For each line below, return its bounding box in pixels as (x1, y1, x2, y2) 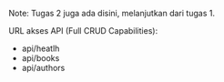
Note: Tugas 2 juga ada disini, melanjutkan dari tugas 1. (8, 8, 216, 18)
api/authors (21, 63, 66, 73)
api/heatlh (21, 43, 60, 54)
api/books (21, 53, 60, 63)
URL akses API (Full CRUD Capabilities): (8, 26, 158, 36)
